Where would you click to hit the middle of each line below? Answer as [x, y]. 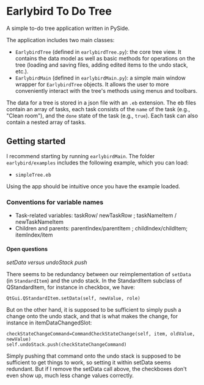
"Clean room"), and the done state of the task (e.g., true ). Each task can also [102, 116]
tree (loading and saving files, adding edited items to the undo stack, [101, 65]
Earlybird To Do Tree [59, 11]
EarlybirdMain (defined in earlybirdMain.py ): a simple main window [100, 78]
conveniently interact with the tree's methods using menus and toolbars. [106, 90]
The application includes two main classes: [60, 40]
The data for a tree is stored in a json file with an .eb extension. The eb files [101, 103]
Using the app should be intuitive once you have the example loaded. [93, 186]
